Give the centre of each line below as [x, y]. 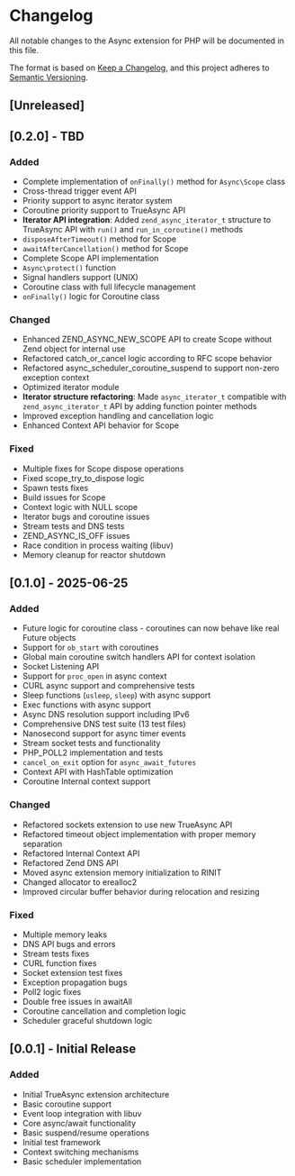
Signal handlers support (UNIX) [80, 278]
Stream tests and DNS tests [73, 526]
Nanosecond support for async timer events [104, 734]
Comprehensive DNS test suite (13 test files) [104, 724]
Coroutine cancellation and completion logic [104, 1011]
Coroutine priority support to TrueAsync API [104, 210]
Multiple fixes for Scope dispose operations [103, 469]
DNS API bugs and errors [69, 944]
